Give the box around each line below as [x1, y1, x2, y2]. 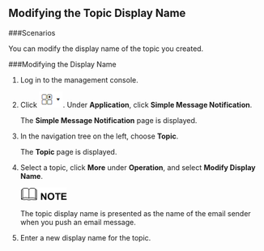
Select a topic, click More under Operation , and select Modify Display [19, 162, 257, 172]
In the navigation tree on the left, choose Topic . [19, 131, 179, 141]
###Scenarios [8, 28, 56, 37]
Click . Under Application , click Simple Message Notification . [19, 100, 253, 109]
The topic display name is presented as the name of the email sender [19, 208, 251, 218]
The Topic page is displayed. [19, 147, 117, 156]
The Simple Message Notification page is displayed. [19, 115, 198, 125]
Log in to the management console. [19, 74, 139, 84]
